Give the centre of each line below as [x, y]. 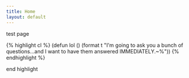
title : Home [21, 11]
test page [18, 33]
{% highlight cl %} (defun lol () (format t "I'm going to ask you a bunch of [95, 45]
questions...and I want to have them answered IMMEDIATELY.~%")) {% [93, 51]
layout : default [26, 17]
